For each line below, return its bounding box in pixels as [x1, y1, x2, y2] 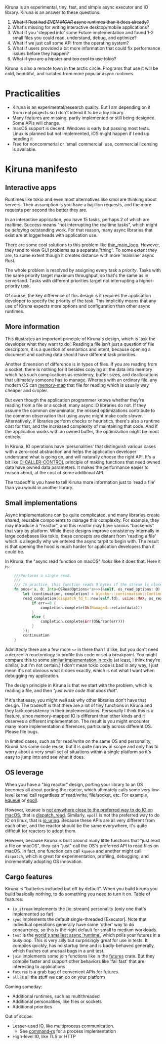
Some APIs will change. [12, 120, 60, 126]
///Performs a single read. [14, 573, 72, 578]
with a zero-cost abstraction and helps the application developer [5, 449, 137, 454]
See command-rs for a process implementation [19, 1028, 116, 1034]
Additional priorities [12, 1004, 52, 1010]
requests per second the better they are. [5, 207, 87, 213]
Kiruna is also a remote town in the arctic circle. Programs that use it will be [5, 65, 158, 71]
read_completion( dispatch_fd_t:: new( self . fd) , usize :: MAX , [23, 596, 147, 601]
